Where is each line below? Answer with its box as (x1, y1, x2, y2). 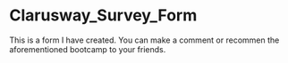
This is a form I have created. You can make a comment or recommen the (9, 35, 280, 45)
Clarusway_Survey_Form (9, 5, 198, 26)
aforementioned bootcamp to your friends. (9, 43, 166, 54)
